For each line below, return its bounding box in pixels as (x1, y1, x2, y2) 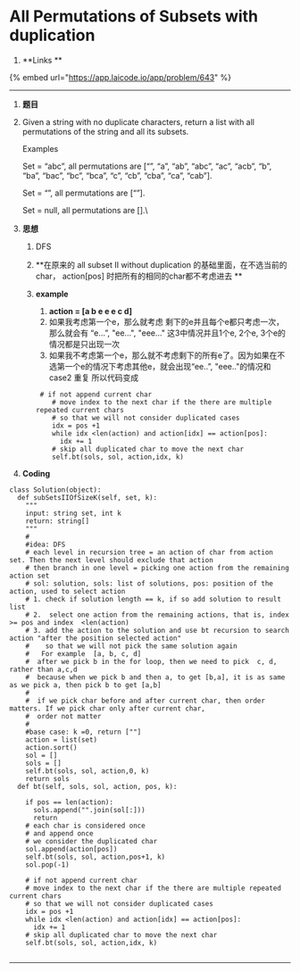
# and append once (25, 828, 94, 838)
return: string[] (25, 516, 90, 526)
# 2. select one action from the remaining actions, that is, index (25, 610, 290, 619)
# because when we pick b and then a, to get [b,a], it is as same (25, 672, 286, 682)
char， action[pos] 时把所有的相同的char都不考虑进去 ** (35, 270, 243, 281)
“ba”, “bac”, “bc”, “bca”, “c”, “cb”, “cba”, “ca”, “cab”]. (21, 170, 212, 180)
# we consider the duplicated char (25, 836, 158, 845)
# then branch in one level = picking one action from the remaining (25, 563, 290, 572)
